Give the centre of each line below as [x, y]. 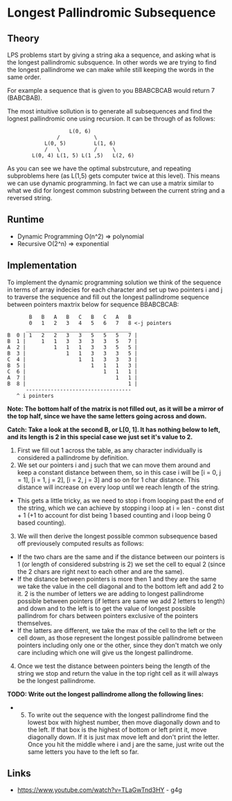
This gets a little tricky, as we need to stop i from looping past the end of [121, 500]
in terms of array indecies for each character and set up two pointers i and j [115, 290]
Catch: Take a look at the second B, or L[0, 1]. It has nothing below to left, [114, 429]
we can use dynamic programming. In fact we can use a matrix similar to [111, 183]
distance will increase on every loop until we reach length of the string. [118, 487]
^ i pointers [35, 396]
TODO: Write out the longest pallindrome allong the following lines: [106, 694]
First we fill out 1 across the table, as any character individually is [110, 450]
